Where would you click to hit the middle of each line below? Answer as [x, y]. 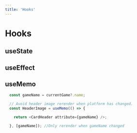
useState [19, 51]
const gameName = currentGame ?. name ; [47, 95]
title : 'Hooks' [20, 9]
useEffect [20, 67]
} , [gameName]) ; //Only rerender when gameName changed [67, 126]
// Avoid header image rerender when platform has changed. [71, 104]
